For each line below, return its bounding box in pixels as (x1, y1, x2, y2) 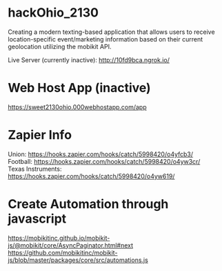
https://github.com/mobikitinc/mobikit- (8, 248, 118, 256)
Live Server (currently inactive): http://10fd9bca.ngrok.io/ (8, 55, 170, 64)
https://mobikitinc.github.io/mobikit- (8, 234, 110, 242)
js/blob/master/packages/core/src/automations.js (8, 256, 149, 264)
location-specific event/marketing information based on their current (8, 35, 203, 43)
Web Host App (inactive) (8, 80, 151, 96)
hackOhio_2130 (8, 5, 99, 21)
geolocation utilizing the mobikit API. (8, 42, 112, 50)
